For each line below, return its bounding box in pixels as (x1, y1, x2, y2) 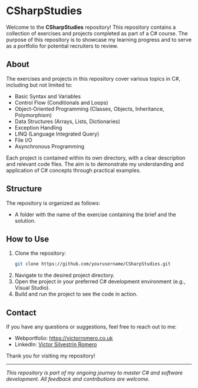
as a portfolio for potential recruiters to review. (6, 42, 119, 49)
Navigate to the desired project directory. (14, 272, 115, 279)
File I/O (14, 137, 32, 144)
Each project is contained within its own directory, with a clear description (6, 154, 186, 161)
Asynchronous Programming (14, 142, 84, 150)
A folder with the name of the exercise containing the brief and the (14, 211, 177, 218)
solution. (14, 217, 36, 224)
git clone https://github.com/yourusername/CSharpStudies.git (14, 261, 171, 267)
